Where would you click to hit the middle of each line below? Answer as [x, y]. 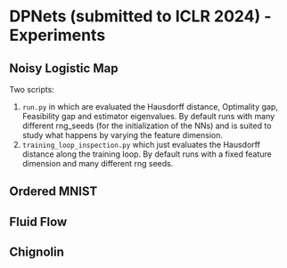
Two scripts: [32, 89]
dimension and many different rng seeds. [98, 163]
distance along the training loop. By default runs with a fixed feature [147, 154]
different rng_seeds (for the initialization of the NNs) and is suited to [147, 126]
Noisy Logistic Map [64, 68]
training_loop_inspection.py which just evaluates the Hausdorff [141, 145]
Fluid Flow [38, 221]
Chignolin [37, 252]
